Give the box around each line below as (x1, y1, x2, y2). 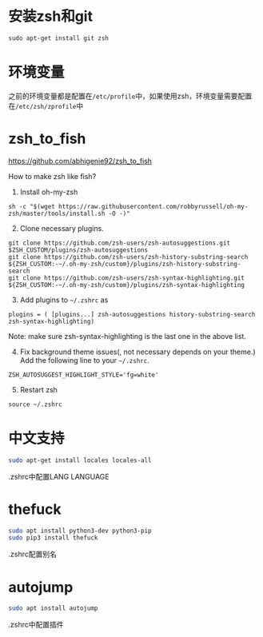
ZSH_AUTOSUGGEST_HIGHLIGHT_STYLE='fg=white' (8, 371, 159, 379)
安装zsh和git (8, 7, 94, 26)
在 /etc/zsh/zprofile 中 (8, 101, 84, 110)
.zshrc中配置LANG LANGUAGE (8, 472, 110, 481)
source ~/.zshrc (8, 400, 62, 408)
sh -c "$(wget (8, 202, 56, 210)
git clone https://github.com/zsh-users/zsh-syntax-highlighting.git (8, 273, 245, 282)
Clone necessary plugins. (19, 223, 104, 233)
